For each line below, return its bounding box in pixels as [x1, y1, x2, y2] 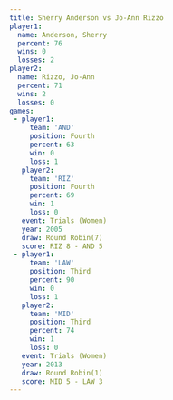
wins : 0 [17, 47, 47, 56]
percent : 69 [29, 191, 75, 200]
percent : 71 [17, 81, 63, 90]
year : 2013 [21, 360, 63, 369]
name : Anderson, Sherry [17, 30, 107, 39]
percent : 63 [29, 140, 75, 149]
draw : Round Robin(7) [21, 233, 103, 242]
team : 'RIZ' [29, 174, 75, 183]
